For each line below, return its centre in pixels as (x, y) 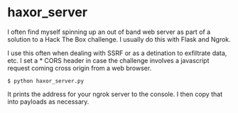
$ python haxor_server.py (45, 81)
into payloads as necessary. (48, 101)
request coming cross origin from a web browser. (80, 68)
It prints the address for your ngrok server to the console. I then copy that (115, 94)
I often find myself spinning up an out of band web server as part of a (109, 32)
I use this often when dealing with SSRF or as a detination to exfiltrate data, (117, 53)
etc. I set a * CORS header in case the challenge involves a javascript (108, 60)
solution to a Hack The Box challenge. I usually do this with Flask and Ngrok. (119, 39)
